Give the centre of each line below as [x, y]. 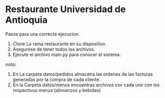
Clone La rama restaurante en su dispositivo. [60, 43]
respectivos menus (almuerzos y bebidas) [57, 90]
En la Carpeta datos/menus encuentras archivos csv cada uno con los [86, 85]
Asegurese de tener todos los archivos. [54, 49]
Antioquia [26, 20]
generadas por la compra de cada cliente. [57, 79]
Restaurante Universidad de [66, 9]
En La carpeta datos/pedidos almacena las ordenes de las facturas [83, 74]
